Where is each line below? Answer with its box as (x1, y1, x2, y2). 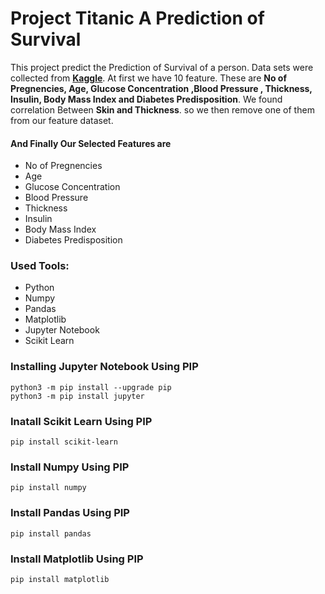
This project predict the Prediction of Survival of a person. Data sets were (10, 61, 314, 73)
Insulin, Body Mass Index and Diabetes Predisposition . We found (10, 93, 283, 105)
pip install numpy (10, 483, 87, 493)
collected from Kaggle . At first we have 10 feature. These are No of (10, 72, 287, 84)
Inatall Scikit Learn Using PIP (10, 414, 153, 428)
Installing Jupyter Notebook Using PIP (10, 360, 199, 374)
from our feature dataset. (10, 114, 114, 126)
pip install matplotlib (10, 574, 110, 584)
